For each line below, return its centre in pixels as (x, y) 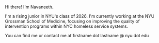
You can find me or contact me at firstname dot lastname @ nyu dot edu (77, 36)
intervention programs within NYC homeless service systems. (67, 26)
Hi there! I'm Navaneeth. (29, 7)
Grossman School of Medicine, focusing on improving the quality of (72, 21)
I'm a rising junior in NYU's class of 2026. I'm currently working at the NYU (80, 16)
